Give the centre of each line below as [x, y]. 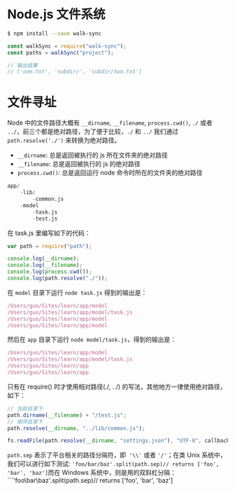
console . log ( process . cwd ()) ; [50, 272]
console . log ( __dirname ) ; [43, 259]
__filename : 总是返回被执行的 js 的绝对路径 [79, 164]
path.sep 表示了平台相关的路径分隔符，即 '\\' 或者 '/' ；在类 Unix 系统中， [117, 455]
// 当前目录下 [25, 408]
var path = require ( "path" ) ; [50, 246]
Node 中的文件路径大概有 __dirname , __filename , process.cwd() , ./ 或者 [110, 123]
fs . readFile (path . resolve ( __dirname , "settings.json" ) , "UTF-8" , [105, 441]
